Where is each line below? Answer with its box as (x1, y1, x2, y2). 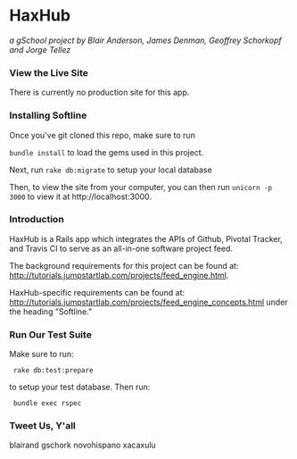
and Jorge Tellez (9, 44, 71, 54)
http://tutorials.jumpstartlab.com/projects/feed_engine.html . (9, 270, 229, 280)
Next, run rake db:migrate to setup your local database (9, 164, 212, 175)
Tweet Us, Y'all (9, 420, 76, 432)
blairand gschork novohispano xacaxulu (9, 439, 156, 451)
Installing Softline (9, 109, 87, 121)
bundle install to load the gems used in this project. (9, 146, 204, 157)
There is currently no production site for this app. (9, 87, 190, 98)
